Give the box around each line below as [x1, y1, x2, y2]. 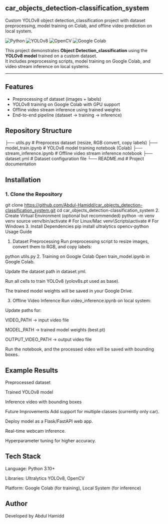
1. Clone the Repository [5, 191, 62, 198]
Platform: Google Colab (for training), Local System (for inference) [5, 485, 141, 491]
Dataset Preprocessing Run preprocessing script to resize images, [12, 238, 149, 245]
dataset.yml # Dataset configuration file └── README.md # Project [5, 155, 144, 162]
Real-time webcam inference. [5, 428, 66, 434]
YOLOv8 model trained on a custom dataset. [5, 53, 97, 59]
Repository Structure [5, 126, 72, 135]
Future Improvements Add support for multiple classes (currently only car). [5, 408, 159, 414]
